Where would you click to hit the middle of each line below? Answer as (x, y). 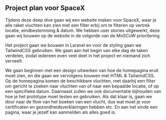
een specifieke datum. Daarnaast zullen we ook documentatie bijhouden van (83, 91)
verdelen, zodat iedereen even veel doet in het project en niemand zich (78, 56)
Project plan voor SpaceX (45, 8)
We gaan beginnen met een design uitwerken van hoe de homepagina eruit (82, 70)
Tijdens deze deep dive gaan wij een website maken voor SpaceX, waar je (81, 20)
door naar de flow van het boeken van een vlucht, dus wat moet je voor (78, 102)
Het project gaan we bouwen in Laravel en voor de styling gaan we (73, 45)
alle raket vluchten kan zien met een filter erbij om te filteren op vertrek (78, 25)
